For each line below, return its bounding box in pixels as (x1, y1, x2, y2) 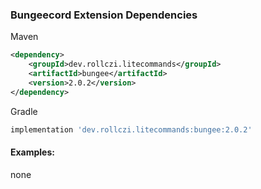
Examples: (10, 146, 55, 158)
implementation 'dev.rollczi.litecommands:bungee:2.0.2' (10, 124, 253, 135)
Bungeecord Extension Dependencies (10, 8, 198, 22)
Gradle (10, 105, 38, 117)
